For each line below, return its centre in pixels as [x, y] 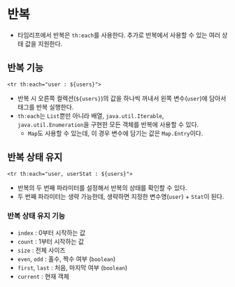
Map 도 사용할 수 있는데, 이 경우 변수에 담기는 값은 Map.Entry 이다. [115, 133]
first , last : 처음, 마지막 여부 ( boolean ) [72, 267]
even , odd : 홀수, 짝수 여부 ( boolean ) [66, 258]
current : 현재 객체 [43, 276]
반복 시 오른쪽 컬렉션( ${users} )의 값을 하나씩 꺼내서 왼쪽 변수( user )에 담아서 [122, 98]
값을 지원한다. [44, 43]
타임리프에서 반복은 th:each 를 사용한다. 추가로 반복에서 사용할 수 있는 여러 [119, 35]
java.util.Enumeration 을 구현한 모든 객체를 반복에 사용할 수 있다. [108, 124]
